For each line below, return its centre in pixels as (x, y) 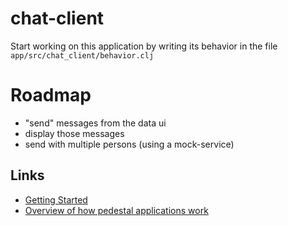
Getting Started (56, 199)
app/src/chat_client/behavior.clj (82, 55)
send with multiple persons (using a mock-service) (129, 144)
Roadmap (51, 95)
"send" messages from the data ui (95, 123)
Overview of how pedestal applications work (116, 210)
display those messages (74, 133)
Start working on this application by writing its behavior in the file (144, 46)
